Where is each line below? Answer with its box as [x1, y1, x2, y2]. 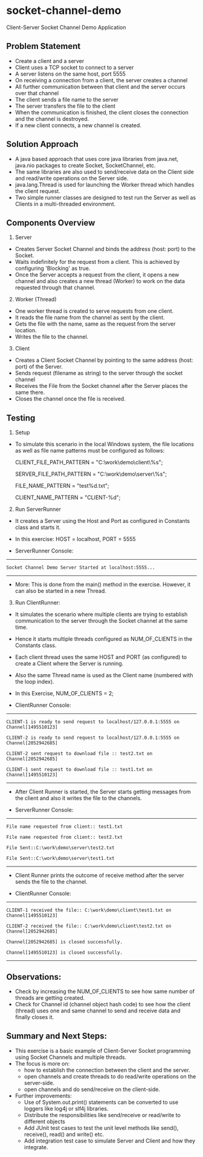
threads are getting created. [14, 994, 85, 1001]
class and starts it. [14, 524, 61, 531]
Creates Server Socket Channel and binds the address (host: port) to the [14, 246, 196, 253]
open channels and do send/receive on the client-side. [24, 1086, 160, 1093]
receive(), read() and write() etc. [24, 1130, 105, 1138]
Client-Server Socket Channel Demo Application [6, 24, 126, 31]
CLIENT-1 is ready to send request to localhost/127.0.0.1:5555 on [6, 719, 180, 725]
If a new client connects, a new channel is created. [14, 122, 142, 129]
